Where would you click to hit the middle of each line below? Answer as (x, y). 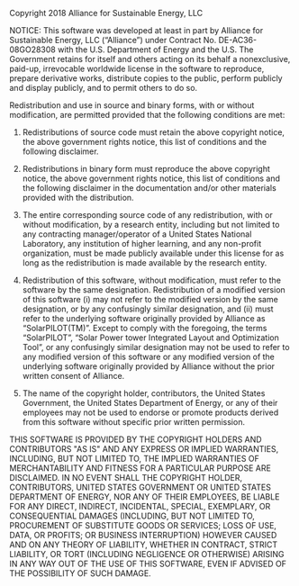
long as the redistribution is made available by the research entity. (145, 263)
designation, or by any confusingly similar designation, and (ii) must (148, 309)
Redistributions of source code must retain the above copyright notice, (154, 132)
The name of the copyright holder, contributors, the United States (144, 393)
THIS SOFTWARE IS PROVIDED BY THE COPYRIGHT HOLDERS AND (136, 439)
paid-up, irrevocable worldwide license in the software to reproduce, (137, 68)
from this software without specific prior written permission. (134, 422)
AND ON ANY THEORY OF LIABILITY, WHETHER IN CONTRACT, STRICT (144, 545)
